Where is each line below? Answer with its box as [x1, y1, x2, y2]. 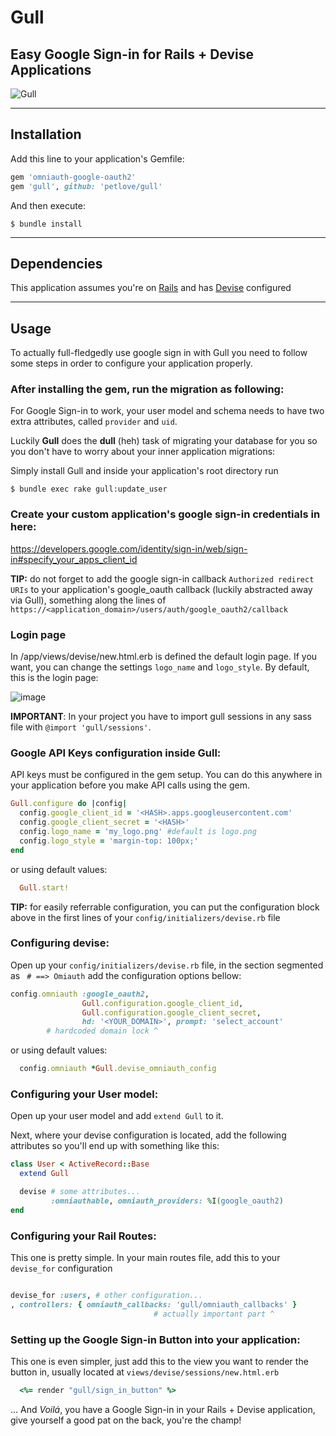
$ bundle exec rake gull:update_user [10, 484, 168, 495]
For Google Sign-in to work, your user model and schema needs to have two [10, 405, 325, 417]
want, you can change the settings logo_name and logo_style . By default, [10, 661, 310, 673]
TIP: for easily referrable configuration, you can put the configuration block [10, 901, 320, 913]
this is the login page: [10, 672, 99, 684]
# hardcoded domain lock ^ [46, 1026, 159, 1036]
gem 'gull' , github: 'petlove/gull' [10, 181, 163, 191]
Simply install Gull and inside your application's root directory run [10, 465, 279, 477]
